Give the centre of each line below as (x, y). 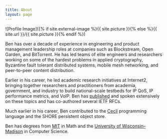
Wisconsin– (134, 126)
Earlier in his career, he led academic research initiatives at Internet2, (76, 80)
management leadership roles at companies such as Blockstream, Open (79, 49)
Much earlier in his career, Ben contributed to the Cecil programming (76, 111)
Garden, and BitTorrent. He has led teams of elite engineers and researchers (84, 54)
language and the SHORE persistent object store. (56, 116)
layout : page (19, 14)
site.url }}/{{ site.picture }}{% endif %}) (45, 34)
